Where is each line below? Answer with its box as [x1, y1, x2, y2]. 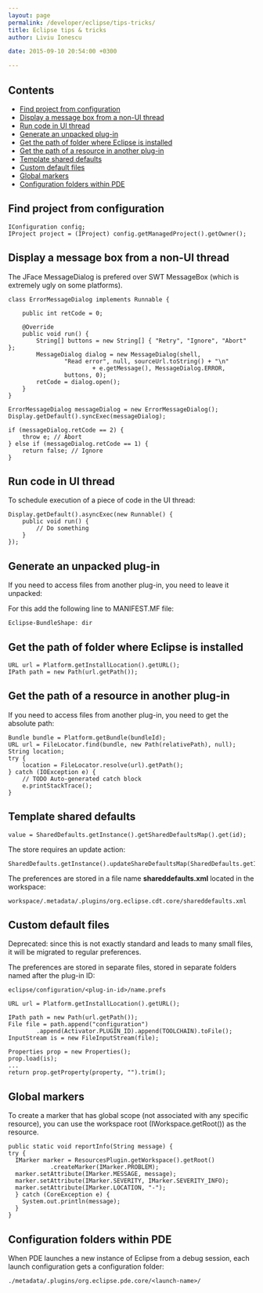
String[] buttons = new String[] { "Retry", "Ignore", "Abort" [36, 337, 247, 345]
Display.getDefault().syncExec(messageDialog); [8, 412, 167, 420]
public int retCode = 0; [22, 309, 103, 317]
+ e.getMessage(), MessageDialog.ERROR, [92, 364, 225, 372]
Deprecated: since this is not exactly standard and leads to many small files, [8, 939, 253, 948]
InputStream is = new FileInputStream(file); [8, 1034, 159, 1043]
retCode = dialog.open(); [36, 378, 121, 385]
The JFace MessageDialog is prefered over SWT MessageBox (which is [8, 272, 240, 281]
